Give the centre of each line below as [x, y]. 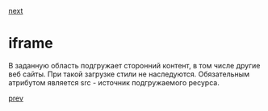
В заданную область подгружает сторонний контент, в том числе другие [134, 65]
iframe [31, 43]
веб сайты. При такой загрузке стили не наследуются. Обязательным [129, 74]
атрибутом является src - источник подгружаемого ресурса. [114, 82]
